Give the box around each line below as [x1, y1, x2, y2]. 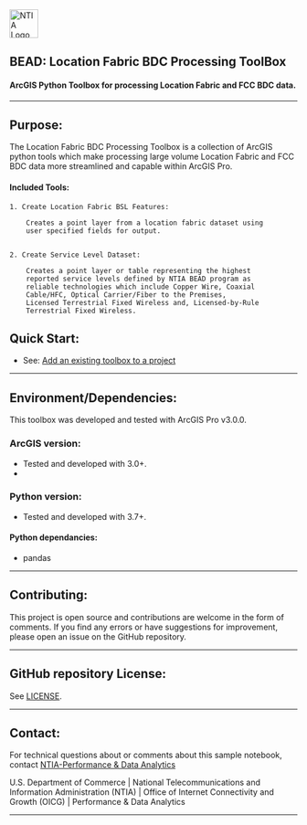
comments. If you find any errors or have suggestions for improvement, [9, 621, 279, 632]
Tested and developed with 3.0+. [22, 458, 148, 469]
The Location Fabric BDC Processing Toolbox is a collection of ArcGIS [9, 142, 273, 153]
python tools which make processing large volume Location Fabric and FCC [9, 151, 295, 163]
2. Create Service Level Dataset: [9, 250, 142, 259]
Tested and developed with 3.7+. [22, 511, 147, 522]
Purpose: [9, 117, 63, 132]
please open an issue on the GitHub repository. [9, 630, 187, 642]
